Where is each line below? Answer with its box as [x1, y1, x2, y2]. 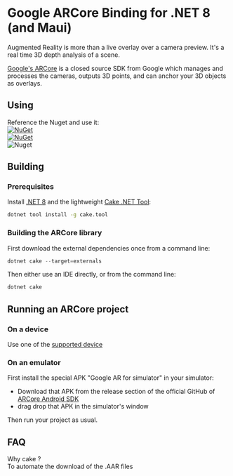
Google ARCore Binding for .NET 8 [7, 5, 211, 21]
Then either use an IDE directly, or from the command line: [7, 270, 177, 279]
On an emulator [7, 357, 61, 367]
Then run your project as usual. [7, 416, 98, 424]
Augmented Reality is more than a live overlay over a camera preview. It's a [7, 43, 225, 51]
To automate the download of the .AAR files [7, 462, 133, 471]
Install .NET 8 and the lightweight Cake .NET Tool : [7, 198, 152, 206]
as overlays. [7, 79, 42, 87]
